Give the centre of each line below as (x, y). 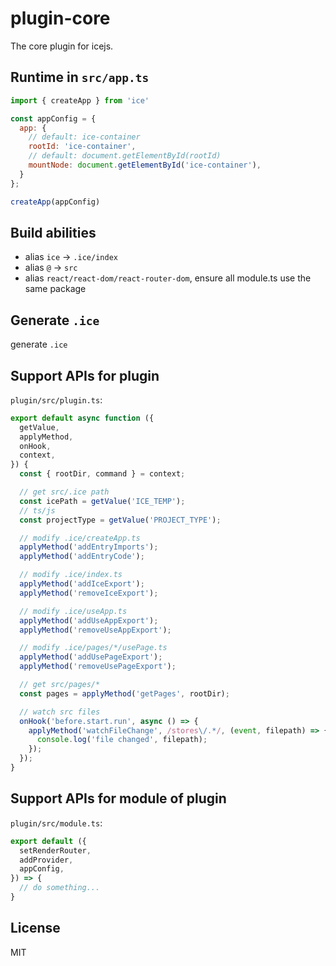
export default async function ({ (82, 418)
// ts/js (37, 510)
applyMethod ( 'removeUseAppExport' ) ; (95, 630)
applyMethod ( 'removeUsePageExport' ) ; (98, 667)
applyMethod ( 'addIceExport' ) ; (82, 584)
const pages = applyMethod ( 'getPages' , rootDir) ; (124, 693)
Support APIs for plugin (85, 375)
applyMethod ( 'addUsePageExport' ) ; (91, 657)
